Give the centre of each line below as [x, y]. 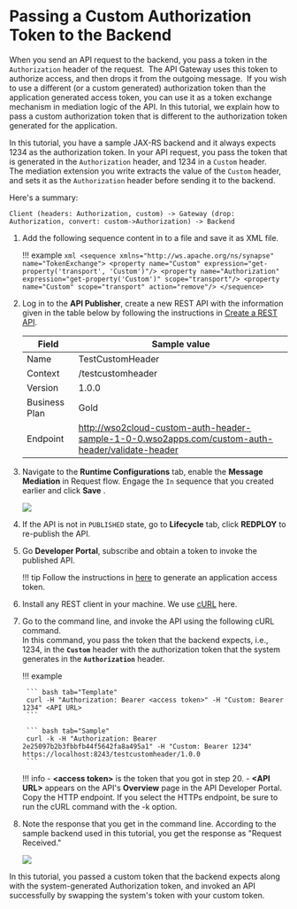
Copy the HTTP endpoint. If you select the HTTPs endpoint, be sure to [150, 797]
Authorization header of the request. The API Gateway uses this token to [144, 69]
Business [45, 402]
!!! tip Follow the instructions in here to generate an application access [149, 577]
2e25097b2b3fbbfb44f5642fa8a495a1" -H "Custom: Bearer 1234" [137, 746]
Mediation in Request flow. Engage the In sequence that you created [148, 481]
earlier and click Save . [64, 490]
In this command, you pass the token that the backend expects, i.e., [145, 640]
